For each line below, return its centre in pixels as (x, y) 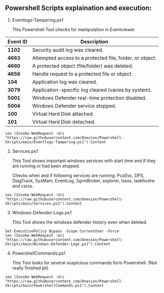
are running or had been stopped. (46, 166)
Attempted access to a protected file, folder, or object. (94, 58)
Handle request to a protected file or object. (82, 74)
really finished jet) (30, 268)
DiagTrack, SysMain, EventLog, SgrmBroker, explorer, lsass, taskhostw (83, 180)
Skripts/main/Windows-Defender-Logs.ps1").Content (58, 244)
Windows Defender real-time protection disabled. (89, 98)
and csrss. (23, 186)
